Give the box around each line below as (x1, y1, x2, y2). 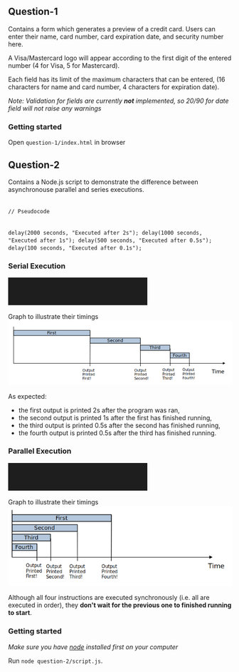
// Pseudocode (8, 208, 51, 215)
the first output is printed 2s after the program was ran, (18, 406, 180, 414)
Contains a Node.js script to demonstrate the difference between (8, 178, 198, 186)
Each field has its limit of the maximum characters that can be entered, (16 (8, 75, 225, 83)
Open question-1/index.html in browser (8, 138, 126, 147)
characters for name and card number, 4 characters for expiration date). (8, 82, 220, 91)
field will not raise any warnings (8, 103, 102, 113)
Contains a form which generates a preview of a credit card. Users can (8, 24, 216, 33)
